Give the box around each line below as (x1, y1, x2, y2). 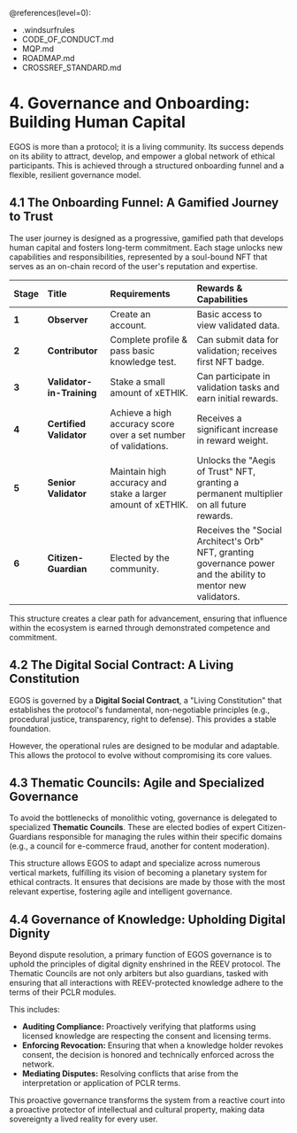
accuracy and (110, 476, 167, 488)
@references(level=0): (9, 8, 91, 18)
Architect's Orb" (196, 535, 264, 547)
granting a (196, 476, 240, 488)
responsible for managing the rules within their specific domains (48, 832, 283, 842)
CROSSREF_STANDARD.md (21, 62, 122, 73)
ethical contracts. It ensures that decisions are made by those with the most (9, 877, 286, 888)
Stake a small (110, 376, 165, 388)
